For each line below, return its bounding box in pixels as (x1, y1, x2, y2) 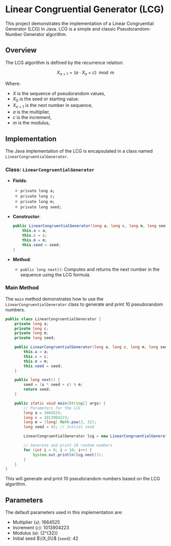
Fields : (12, 178, 27, 184)
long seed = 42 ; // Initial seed (23, 424, 95, 429)
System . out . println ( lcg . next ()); (32, 452, 103, 457)
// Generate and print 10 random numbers (23, 443, 113, 448)
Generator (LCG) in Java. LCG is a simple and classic (5, 25, 116, 32)
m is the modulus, (12, 120, 50, 126)
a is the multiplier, (12, 109, 50, 115)
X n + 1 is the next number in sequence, (12, 102, 93, 110)
